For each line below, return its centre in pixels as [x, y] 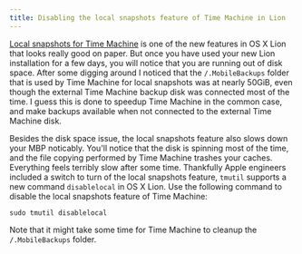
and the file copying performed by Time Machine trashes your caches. [141, 157]
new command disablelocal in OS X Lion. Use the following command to [146, 186]
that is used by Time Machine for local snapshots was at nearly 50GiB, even [151, 82]
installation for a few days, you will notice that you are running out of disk [146, 63]
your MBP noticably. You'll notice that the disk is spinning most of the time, [149, 148]
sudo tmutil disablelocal [58, 213]
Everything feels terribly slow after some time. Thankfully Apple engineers [148, 167]
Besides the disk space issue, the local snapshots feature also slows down [149, 138]
